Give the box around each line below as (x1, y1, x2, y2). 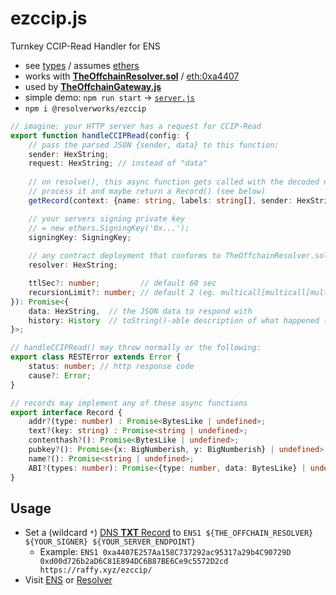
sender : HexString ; (28, 149, 110, 159)
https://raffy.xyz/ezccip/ (39, 565, 153, 576)
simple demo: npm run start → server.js (24, 91, 196, 103)
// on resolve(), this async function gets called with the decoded (28, 177, 320, 187)
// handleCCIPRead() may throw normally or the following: (10, 343, 262, 353)
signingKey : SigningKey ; (28, 232, 132, 242)
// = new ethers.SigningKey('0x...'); (28, 223, 190, 233)
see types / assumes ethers (24, 59, 140, 71)
